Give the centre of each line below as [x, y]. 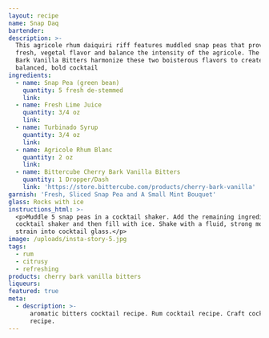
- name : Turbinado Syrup [57, 127]
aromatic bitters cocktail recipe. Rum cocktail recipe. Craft [137, 313]
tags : [17, 247]
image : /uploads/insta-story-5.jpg [68, 239]
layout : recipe [34, 16]
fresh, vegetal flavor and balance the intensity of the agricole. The [138, 53]
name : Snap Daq [34, 23]
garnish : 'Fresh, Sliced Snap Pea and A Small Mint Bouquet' [112, 194]
